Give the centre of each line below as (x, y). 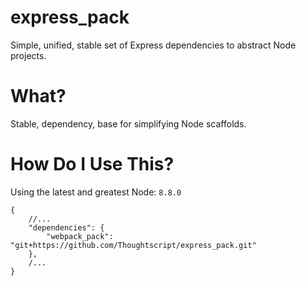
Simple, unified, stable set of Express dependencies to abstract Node (153, 45)
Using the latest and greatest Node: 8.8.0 (96, 192)
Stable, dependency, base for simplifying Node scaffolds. (128, 123)
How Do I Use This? (92, 164)
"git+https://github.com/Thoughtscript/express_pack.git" (133, 245)
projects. (28, 55)
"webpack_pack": (80, 236)
